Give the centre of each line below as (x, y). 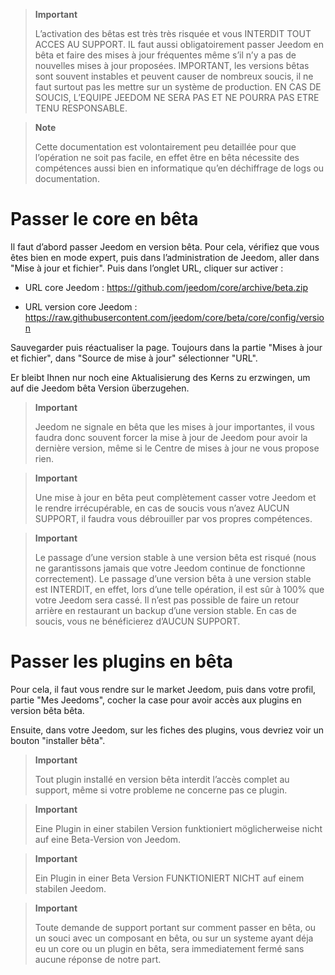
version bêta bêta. (47, 710)
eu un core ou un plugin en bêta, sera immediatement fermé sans (169, 948)
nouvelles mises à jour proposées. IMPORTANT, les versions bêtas (172, 65)
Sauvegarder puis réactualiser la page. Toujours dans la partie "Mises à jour (166, 347)
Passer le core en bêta (104, 219)
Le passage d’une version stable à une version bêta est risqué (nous (175, 557)
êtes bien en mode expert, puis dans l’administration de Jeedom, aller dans (165, 257)
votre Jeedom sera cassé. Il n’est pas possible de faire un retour (167, 600)
